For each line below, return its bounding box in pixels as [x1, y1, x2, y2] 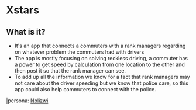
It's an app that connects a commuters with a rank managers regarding [14, 42, 186, 49]
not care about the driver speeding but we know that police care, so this [14, 80, 188, 87]
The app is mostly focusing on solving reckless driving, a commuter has [14, 55, 188, 61]
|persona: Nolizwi [6, 97, 49, 104]
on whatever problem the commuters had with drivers [14, 49, 145, 56]
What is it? [6, 27, 46, 37]
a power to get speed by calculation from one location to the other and [14, 61, 185, 68]
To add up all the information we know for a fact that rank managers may [14, 74, 190, 80]
